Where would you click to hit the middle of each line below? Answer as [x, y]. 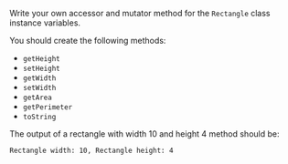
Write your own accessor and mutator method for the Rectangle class [140, 13]
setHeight [42, 68]
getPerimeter [48, 108]
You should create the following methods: [88, 41]
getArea [37, 97]
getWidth [39, 78]
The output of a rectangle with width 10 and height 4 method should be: [144, 134]
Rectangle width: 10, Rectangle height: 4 [91, 150]
